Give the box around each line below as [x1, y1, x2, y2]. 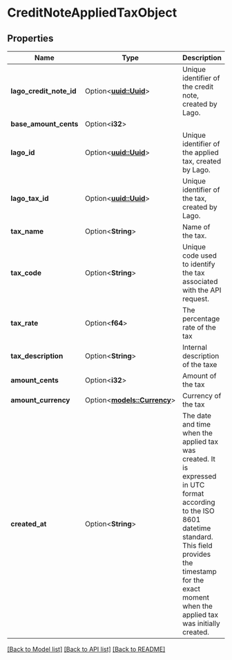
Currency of [182, 391, 222, 400]
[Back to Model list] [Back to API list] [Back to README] [7, 645, 166, 653]
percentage [182, 314, 220, 323]
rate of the [182, 323, 216, 332]
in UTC [182, 480, 205, 490]
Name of [182, 222, 211, 231]
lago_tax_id [10, 194, 49, 203]
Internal [182, 343, 207, 352]
